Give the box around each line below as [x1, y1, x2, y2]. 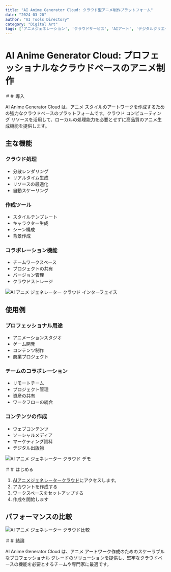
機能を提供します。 [9, 123, 50, 129]
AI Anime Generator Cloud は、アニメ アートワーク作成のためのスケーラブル [5, 549, 165, 555]
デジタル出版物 [12, 444, 44, 450]
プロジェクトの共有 [12, 265, 53, 272]
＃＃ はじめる [5, 466, 34, 472]
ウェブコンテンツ [12, 426, 49, 432]
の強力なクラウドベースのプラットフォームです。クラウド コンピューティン [5, 110, 162, 116]
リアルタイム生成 [12, 174, 49, 180]
